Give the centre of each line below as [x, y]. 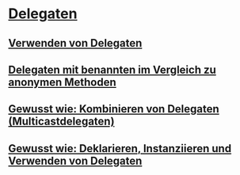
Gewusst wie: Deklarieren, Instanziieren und [120, 148]
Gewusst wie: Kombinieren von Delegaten [114, 109]
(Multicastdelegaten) [61, 122]
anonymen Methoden [62, 82]
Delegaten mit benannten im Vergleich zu [112, 69]
